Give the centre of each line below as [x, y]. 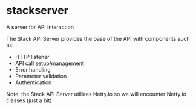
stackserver [37, 11]
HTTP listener [32, 57]
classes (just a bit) [29, 100]
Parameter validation [41, 76]
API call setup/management [50, 63]
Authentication [33, 82]
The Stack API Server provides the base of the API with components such [98, 38]
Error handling [33, 69]
